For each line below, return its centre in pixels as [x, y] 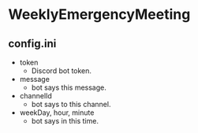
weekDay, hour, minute [57, 113]
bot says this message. [69, 87]
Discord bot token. [62, 71]
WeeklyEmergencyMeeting [99, 15]
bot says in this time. [65, 121]
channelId [36, 96]
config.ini [32, 44]
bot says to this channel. [71, 104]
